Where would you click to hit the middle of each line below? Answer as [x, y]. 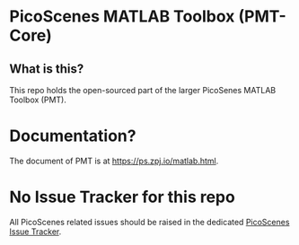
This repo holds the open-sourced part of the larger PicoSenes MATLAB [143, 90]
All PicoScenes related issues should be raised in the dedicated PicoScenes [149, 222]
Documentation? [73, 136]
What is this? [47, 69]
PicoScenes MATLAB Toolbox [122, 17]
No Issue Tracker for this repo [122, 197]
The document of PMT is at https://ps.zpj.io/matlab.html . [114, 161]
